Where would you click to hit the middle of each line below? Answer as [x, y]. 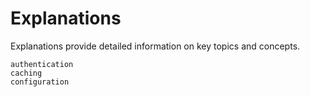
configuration [40, 82]
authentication [42, 64]
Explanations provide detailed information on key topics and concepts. [155, 46]
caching [26, 73]
